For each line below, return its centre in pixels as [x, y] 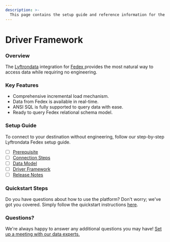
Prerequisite [25, 152]
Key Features [22, 85]
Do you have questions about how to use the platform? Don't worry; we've [83, 199]
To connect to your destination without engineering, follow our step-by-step [85, 136]
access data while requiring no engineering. [51, 72]
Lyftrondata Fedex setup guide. [38, 142]
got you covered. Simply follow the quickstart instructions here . [72, 205]
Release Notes [28, 175]
